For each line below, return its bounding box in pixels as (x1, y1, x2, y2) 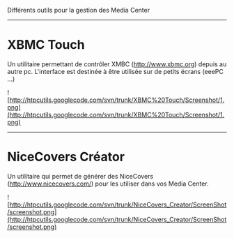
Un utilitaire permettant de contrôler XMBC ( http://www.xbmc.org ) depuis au (7, 59, 227, 68)
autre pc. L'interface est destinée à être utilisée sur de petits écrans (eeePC (7, 67, 224, 75)
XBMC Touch (7, 37, 85, 53)
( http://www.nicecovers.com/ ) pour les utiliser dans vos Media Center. (7, 179, 209, 188)
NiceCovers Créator (7, 149, 125, 165)
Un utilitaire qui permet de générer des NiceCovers (7, 172, 154, 180)
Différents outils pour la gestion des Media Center (7, 6, 150, 14)
